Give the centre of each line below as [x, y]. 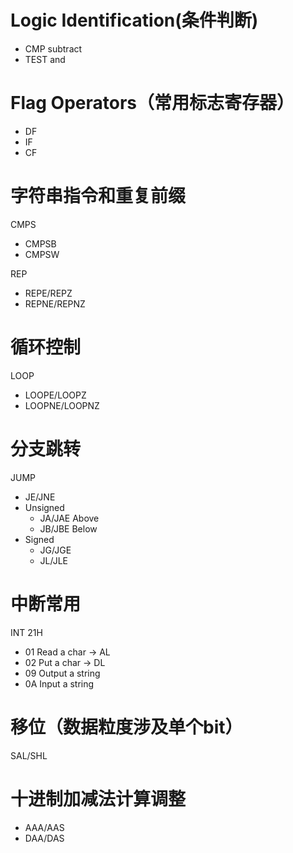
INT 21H [26, 632]
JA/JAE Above [69, 518]
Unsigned [44, 507]
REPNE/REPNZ [55, 303]
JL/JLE [53, 560]
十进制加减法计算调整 [98, 798]
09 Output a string [62, 673]
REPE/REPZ [48, 293]
